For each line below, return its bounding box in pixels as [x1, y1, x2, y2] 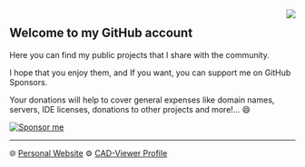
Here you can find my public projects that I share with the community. [9, 49, 271, 60]
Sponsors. [9, 76, 48, 87]
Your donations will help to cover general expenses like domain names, [9, 94, 275, 105]
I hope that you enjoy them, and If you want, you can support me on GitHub [9, 67, 291, 78]
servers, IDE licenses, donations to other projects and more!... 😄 [9, 103, 251, 114]
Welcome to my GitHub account [9, 25, 193, 41]
